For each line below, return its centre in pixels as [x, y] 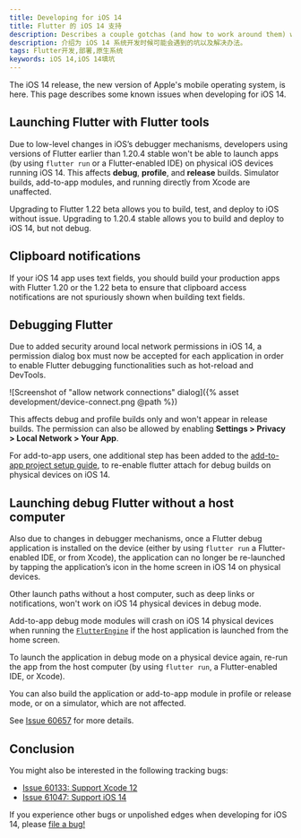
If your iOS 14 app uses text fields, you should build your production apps [145, 278]
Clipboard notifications [75, 256]
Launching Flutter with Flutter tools [109, 122]
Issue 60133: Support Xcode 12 [80, 788]
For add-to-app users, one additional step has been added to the [129, 456]
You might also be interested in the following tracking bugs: [119, 771]
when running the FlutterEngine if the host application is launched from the [149, 631]
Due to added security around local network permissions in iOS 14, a [136, 347]
